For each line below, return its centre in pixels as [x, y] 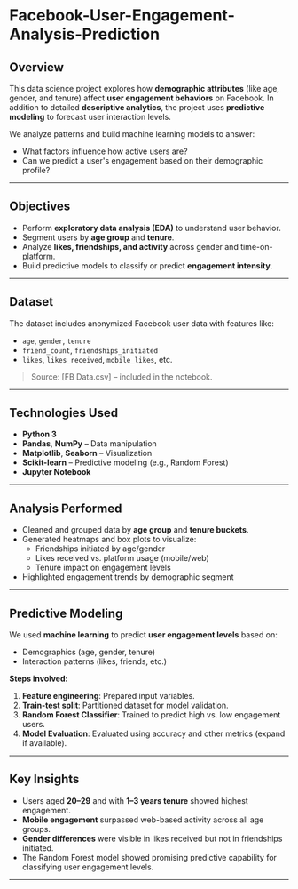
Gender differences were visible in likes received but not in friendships [152, 838]
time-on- [257, 246]
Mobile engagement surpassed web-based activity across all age [143, 820]
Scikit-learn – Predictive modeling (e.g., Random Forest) [125, 462]
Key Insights [44, 779]
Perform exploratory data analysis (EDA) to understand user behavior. [151, 228]
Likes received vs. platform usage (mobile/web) [122, 558]
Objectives [40, 207]
